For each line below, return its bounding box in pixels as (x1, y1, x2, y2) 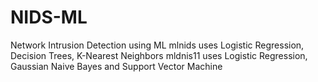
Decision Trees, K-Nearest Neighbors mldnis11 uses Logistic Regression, (10, 49, 308, 61)
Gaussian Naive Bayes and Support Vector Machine (10, 60, 223, 72)
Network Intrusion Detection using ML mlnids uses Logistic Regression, (10, 39, 305, 51)
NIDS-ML (10, 6, 88, 29)
